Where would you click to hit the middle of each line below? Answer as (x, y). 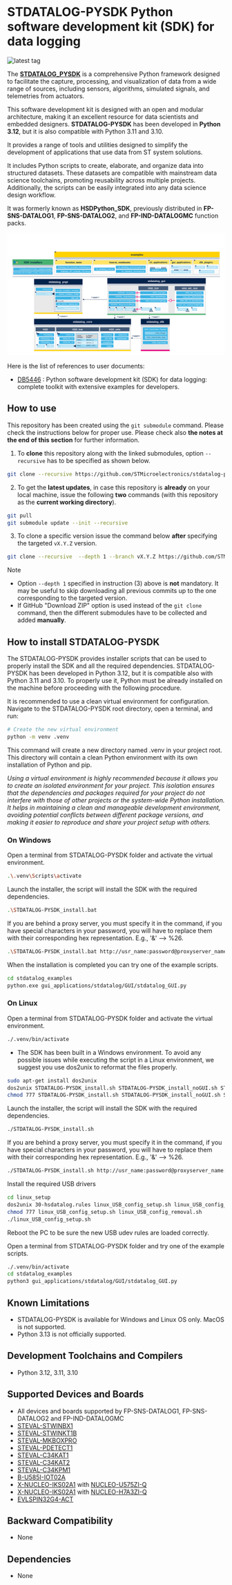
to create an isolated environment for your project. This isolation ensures (111, 785)
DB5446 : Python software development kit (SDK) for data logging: (112, 379)
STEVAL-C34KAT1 (43, 1455)
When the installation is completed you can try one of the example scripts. (113, 964)
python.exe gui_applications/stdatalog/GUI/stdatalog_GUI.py (97, 986)
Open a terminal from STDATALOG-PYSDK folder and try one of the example (116, 1246)
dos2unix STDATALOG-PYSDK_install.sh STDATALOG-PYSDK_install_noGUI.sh (112, 1088)
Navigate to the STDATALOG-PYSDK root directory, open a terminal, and (110, 709)
